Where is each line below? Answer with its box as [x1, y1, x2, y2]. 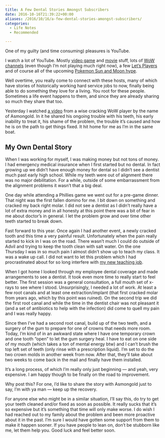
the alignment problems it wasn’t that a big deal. [5, 182, 103, 188]
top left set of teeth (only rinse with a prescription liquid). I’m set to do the [5, 346, 155, 352]
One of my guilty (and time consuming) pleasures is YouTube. [5, 48, 131, 54]
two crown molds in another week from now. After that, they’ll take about [5, 351, 153, 357]
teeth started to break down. [5, 218, 63, 224]
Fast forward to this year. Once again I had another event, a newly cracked [5, 228, 157, 234]
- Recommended [9, 30, 38, 35]
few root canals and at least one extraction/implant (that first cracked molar [5, 289, 159, 296]
